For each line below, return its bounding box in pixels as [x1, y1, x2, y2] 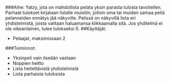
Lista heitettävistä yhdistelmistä [12, 65, 79, 71]
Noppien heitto [12, 60, 44, 66]
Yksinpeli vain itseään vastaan [12, 55, 76, 61]
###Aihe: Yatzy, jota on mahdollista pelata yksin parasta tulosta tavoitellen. [5, 5, 162, 10]
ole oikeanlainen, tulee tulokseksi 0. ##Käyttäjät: [5, 26, 107, 32]
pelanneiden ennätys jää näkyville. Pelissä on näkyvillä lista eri [5, 15, 136, 21]
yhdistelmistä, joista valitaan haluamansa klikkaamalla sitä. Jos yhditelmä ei [5, 20, 163, 26]
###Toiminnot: [5, 45, 36, 51]
